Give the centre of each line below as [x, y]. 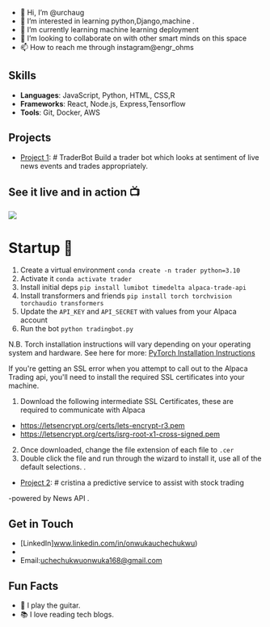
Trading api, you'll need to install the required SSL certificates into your [127, 377]
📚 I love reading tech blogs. [67, 614]
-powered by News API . [49, 499]
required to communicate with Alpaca [82, 410]
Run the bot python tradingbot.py [76, 329]
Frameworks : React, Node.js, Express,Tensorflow [103, 103]
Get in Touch [41, 524]
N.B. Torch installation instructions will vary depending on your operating [130, 344]
